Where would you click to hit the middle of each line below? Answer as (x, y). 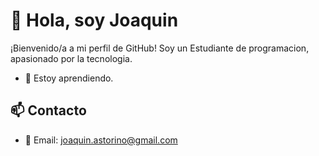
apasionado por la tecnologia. (71, 58)
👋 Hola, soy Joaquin (94, 20)
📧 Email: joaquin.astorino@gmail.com (101, 140)
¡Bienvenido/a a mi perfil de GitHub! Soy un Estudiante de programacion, (160, 48)
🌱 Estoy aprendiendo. (69, 78)
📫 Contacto (48, 110)
